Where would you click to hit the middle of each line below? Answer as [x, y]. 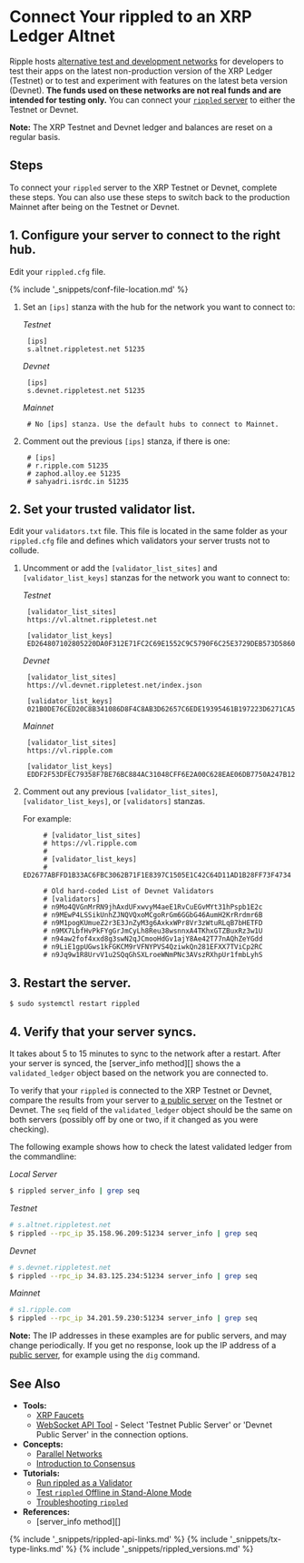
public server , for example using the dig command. [105, 1355]
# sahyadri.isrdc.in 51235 [78, 481]
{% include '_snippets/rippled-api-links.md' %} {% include [119, 1538]
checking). [29, 1129]
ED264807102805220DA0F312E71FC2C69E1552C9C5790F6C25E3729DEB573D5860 [161, 644]
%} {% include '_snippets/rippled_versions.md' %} [160, 1548]
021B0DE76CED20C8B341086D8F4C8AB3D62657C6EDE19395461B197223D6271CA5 [161, 710]
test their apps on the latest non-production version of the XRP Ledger [141, 71]
